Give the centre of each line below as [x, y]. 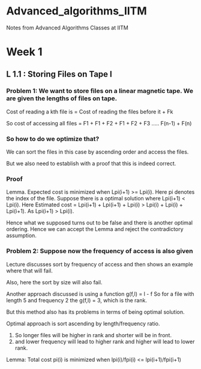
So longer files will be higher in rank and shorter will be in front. [93, 335]
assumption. [22, 236]
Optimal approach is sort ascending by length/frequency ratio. [83, 323]
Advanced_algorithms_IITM [76, 11]
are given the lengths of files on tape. [62, 98]
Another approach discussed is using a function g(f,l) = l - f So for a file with [100, 294]
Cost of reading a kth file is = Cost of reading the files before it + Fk [90, 112]
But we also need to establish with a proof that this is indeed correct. [91, 164]
